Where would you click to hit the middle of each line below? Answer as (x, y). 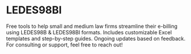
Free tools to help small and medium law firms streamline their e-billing (92, 26)
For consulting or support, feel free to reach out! (65, 45)
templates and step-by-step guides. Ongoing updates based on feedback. (96, 38)
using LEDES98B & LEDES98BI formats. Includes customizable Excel (89, 32)
